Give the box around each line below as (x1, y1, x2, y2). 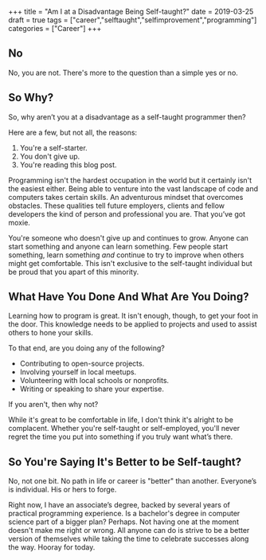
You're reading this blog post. (19, 159, 117, 170)
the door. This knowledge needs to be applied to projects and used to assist (8, 319, 257, 329)
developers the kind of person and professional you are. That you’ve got (8, 209, 245, 218)
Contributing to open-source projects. (19, 358, 145, 369)
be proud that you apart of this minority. (8, 267, 139, 276)
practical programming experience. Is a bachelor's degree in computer (8, 509, 241, 519)
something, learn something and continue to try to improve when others (8, 250, 244, 260)
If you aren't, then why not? (8, 400, 99, 409)
